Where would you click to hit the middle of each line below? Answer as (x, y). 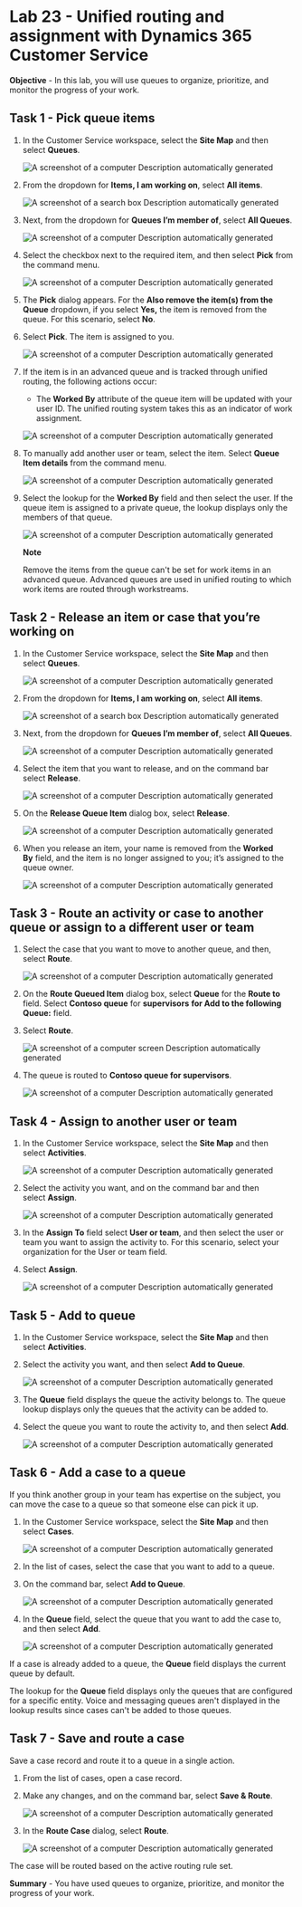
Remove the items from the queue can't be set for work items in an (146, 570)
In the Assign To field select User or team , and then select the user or (153, 1232)
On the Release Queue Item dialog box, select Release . (126, 813)
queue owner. (48, 867)
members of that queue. (67, 517)
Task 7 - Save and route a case (97, 1739)
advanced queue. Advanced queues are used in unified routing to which (157, 579)
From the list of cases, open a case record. (102, 1778)
